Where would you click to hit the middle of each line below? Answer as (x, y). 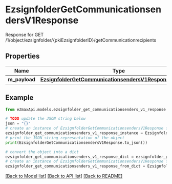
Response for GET (25, 34)
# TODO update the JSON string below (46, 119)
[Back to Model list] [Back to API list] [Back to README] (64, 176)
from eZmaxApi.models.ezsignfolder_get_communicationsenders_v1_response (86, 109)
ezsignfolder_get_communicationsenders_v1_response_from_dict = (75, 166)
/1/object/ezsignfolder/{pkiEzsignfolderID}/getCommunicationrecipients (81, 40)
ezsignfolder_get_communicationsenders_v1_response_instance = (74, 133)
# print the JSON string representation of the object (65, 138)
